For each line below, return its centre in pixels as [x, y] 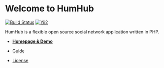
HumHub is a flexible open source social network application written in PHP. [82, 32]
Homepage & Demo [33, 41]
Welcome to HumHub [50, 9]
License [20, 60]
